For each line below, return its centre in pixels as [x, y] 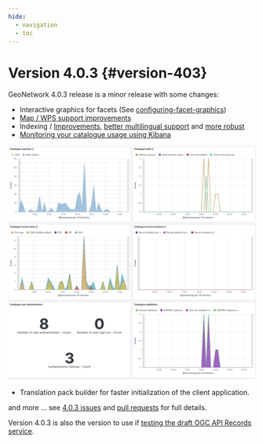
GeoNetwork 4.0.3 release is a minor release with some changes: [114, 95]
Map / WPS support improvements [75, 118]
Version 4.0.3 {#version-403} [108, 73]
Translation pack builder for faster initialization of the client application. [134, 392]
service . [21, 430]
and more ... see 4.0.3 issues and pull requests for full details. [108, 407]
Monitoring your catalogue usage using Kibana [95, 135]
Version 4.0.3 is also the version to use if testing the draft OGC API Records [130, 423]
